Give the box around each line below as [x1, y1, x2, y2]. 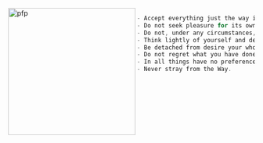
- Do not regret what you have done [136, 51, 257, 59]
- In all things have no [136, 58, 218, 66]
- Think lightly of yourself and [136, 36, 246, 44]
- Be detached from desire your [136, 43, 243, 52]
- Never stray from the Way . [136, 66, 232, 73]
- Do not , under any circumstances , [136, 29, 257, 37]
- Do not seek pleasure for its [136, 21, 243, 30]
